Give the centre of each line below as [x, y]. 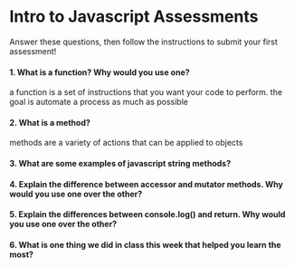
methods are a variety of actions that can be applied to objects [126, 143]
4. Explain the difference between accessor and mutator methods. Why [146, 184]
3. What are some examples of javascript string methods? [120, 163]
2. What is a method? [50, 122]
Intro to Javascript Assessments [134, 17]
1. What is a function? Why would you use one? [100, 72]
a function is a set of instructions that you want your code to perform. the [146, 92]
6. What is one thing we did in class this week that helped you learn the [146, 244]
